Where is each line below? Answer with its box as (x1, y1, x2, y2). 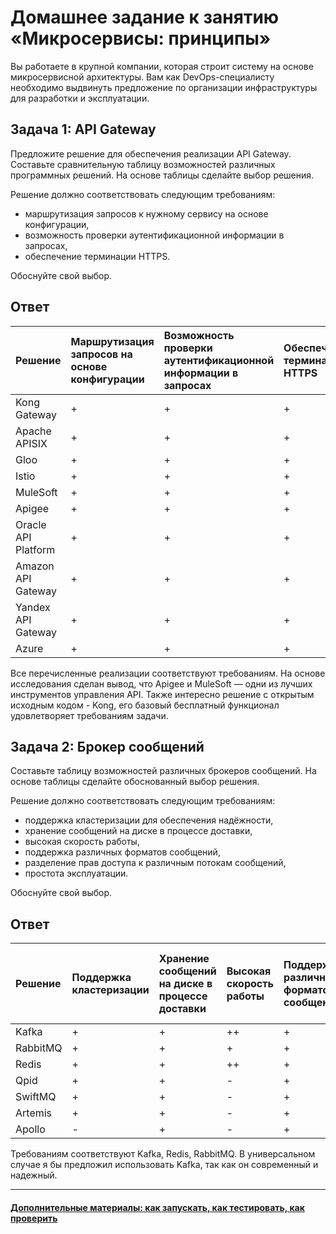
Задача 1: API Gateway (10, 121, 157, 138)
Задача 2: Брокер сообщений (10, 738, 205, 755)
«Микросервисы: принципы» (10, 27, 272, 50)
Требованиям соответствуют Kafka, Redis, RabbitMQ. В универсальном (10, 1148, 316, 1160)
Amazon (15, 559, 55, 573)
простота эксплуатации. (24, 867, 129, 880)
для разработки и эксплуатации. (10, 92, 150, 104)
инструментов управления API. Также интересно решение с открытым (10, 688, 315, 700)
